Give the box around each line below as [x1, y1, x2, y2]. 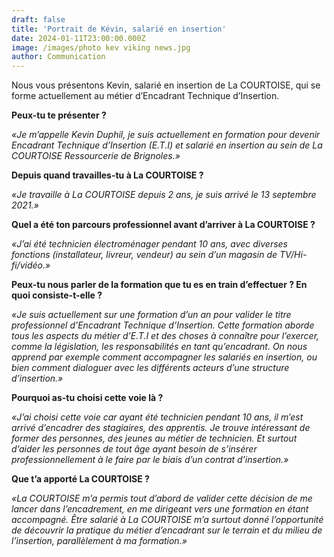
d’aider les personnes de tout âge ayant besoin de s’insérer [11, 443, 258, 455]
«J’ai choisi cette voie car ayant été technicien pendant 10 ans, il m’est [11, 411, 304, 423]
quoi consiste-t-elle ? [11, 289, 103, 301]
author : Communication [11, 52, 106, 62]
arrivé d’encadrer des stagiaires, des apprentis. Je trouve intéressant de [11, 422, 311, 434]
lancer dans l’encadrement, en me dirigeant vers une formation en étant [11, 503, 309, 515]
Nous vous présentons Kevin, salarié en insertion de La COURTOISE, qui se [11, 79, 321, 91]
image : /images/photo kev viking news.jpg [11, 42, 191, 53]
